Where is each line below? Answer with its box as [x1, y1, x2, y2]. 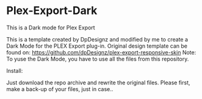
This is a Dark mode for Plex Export [6, 24, 96, 31]
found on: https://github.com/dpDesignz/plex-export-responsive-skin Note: [6, 48, 197, 56]
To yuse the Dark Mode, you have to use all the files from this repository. [6, 55, 189, 62]
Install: [6, 67, 23, 74]
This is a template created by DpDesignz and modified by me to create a [6, 35, 188, 43]
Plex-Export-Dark [6, 4, 98, 18]
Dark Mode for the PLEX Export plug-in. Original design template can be [6, 42, 188, 50]
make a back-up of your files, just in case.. [6, 85, 114, 92]
